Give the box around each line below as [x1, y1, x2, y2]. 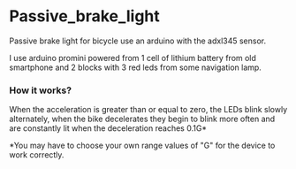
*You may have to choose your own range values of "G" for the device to [9, 140, 276, 151]
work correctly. [9, 150, 65, 160]
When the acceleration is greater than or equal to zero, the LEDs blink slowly [9, 104, 288, 115]
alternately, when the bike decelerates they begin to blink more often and [9, 113, 276, 125]
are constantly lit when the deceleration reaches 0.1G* [9, 123, 208, 134]
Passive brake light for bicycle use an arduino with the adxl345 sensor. [9, 35, 267, 46]
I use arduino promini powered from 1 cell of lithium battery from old [9, 52, 256, 63]
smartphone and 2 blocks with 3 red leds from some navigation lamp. [9, 62, 262, 73]
